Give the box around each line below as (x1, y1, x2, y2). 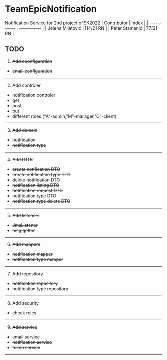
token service (12, 344, 41, 350)
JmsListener (12, 222, 38, 228)
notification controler (12, 92, 56, 98)
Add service (12, 324, 37, 330)
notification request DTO (12, 187, 63, 193)
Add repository (12, 270, 43, 277)
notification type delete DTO (12, 198, 71, 204)
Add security (12, 300, 39, 306)
